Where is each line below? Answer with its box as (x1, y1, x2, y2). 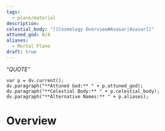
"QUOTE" (6, 65, 31, 73)
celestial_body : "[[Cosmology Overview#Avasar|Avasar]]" (6, 26, 155, 32)
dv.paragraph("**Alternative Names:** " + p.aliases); (6, 93, 149, 100)
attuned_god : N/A (6, 32, 51, 38)
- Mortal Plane (12, 43, 51, 50)
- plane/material (12, 15, 56, 21)
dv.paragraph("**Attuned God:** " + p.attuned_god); (6, 83, 144, 89)
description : (6, 20, 40, 26)
